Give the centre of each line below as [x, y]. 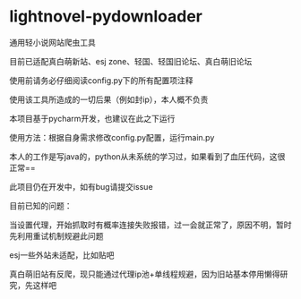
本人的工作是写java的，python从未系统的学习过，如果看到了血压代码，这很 [147, 156]
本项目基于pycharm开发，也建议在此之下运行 [92, 118]
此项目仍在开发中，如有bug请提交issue [82, 186]
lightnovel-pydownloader [106, 17]
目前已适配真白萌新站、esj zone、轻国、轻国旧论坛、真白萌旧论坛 [131, 61]
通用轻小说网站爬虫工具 [52, 42]
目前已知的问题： [41, 205]
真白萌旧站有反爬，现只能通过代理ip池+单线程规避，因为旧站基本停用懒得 [145, 274]
